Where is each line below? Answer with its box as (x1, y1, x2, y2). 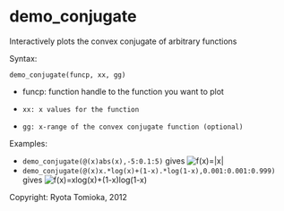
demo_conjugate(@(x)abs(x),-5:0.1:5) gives (22, 155, 185, 166)
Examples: (9, 138, 47, 148)
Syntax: (9, 53, 38, 63)
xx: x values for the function (22, 105, 140, 114)
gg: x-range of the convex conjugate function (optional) (22, 122, 244, 131)
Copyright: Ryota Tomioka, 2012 (9, 191, 127, 202)
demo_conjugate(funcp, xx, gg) (9, 70, 126, 80)
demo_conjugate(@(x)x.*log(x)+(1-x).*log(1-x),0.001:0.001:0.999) (22, 166, 276, 175)
